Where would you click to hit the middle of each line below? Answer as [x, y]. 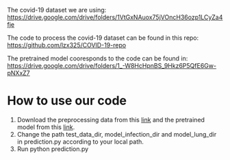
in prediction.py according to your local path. [80, 141]
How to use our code [67, 101]
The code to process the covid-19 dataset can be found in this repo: [103, 38]
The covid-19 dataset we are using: [57, 10]
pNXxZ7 [19, 73]
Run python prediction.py [53, 149]
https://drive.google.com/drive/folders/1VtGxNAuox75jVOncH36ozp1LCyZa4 [115, 17]
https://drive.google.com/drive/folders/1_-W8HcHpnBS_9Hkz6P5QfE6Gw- [112, 66]
